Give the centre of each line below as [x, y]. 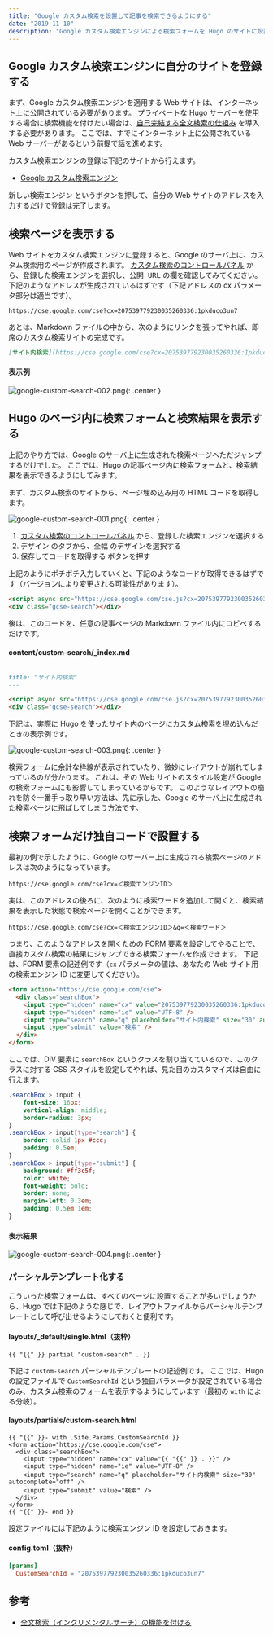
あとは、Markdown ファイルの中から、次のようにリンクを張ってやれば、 [130, 327]
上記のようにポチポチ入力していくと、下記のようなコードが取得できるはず [133, 573]
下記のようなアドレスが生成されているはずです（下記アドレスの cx [120, 285]
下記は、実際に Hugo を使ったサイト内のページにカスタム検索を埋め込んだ [133, 724]
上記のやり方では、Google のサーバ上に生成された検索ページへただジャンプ [135, 455]
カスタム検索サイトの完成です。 [76, 337]
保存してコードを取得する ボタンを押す [85, 556]
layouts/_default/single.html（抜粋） [72, 1336]
